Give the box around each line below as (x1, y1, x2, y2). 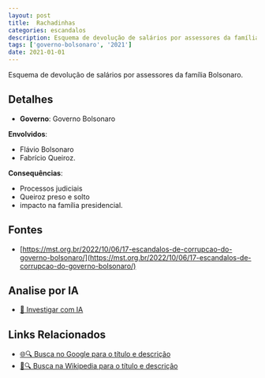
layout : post (8, 11, 51, 20)
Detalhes (8, 93, 54, 107)
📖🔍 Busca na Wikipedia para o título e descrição (19, 361, 178, 371)
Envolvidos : (8, 129, 48, 138)
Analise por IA (8, 284, 79, 297)
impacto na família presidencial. (19, 200, 124, 210)
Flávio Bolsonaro (19, 144, 74, 154)
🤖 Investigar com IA (19, 305, 84, 315)
